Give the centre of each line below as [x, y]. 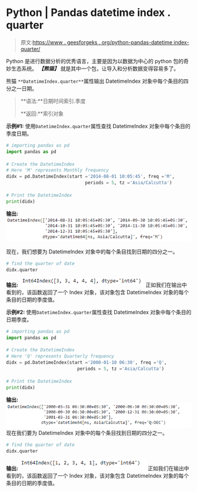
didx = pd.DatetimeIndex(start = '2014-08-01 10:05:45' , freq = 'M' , [91, 177]
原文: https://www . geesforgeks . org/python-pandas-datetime [96, 42]
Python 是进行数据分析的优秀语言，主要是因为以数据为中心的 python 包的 [95, 61]
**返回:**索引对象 [42, 113]
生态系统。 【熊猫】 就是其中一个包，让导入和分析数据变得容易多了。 [95, 69]
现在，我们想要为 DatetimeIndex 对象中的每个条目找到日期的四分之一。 [92, 252]
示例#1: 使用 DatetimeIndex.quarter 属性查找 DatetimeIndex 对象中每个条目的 [98, 126]
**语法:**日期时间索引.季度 [53, 101]
